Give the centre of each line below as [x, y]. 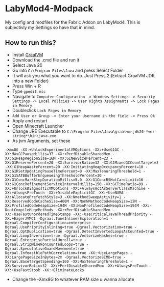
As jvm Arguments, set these [41, 141]
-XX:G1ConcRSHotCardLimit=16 [114, 180]
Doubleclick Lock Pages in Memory [47, 110]
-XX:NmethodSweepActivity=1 [93, 197]
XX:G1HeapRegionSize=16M [30, 158]
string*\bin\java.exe [34, 136]
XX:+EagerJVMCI [21, 218]
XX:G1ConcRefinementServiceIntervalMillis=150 [53, 184]
